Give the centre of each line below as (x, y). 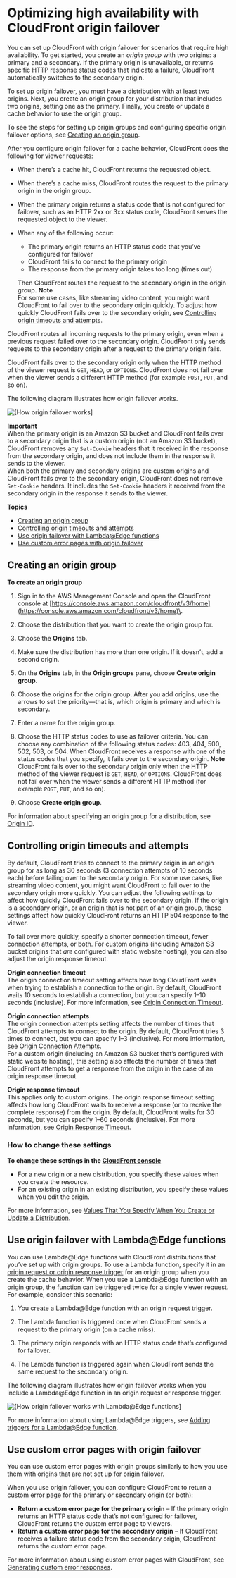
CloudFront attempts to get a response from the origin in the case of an (110, 1068)
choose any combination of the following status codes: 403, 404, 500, (119, 744)
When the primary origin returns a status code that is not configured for (121, 204)
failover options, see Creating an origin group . (74, 135)
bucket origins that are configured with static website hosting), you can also (117, 951)
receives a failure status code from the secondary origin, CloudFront (116, 1539)
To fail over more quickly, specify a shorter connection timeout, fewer (108, 936)
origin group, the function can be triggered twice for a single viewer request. (118, 1287)
